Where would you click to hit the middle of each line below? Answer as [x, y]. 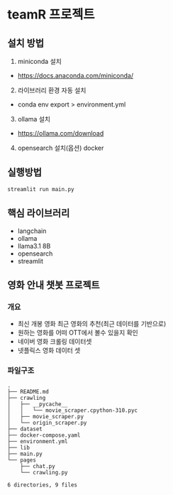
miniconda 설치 [39, 61]
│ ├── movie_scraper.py [45, 417]
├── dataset [25, 429]
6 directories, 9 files [43, 485]
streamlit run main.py [41, 189]
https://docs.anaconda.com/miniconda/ [75, 76]
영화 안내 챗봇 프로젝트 [54, 285]
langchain [32, 231]
